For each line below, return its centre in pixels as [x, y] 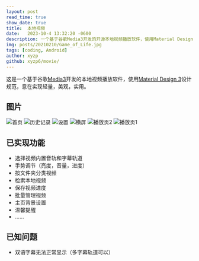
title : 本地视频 [26, 28]
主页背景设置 [30, 203]
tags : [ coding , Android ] [37, 50]
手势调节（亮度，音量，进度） [51, 165]
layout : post [22, 12]
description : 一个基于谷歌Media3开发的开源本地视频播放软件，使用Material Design [100, 39]
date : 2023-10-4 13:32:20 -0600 [49, 34]
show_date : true [26, 23]
